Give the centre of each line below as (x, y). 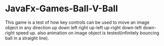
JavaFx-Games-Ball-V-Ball (62, 9)
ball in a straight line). (27, 38)
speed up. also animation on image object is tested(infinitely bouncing (87, 33)
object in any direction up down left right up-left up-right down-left (74, 27)
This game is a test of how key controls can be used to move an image (78, 22)
